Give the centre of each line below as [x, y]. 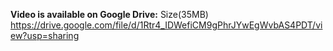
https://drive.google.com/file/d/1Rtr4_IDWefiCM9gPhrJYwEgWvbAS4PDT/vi [166, 25]
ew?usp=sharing [45, 35]
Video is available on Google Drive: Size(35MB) [109, 14]
